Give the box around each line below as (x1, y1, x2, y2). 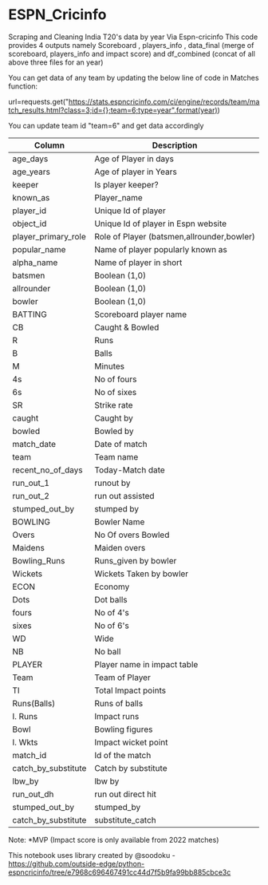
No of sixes (94, 386, 137, 397)
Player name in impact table (94, 658, 199, 670)
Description (152, 140, 198, 151)
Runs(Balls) (12, 697, 56, 709)
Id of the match (94, 749, 152, 761)
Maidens (12, 542, 45, 553)
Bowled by (94, 425, 134, 437)
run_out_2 (12, 490, 50, 501)
